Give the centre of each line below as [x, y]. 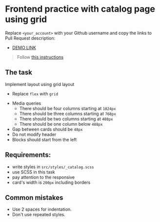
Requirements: [28, 155]
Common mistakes [34, 197]
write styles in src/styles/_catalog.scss [53, 167]
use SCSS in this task [33, 172]
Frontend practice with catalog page [80, 9]
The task [19, 73]
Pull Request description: [30, 38]
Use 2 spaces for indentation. [42, 209]
